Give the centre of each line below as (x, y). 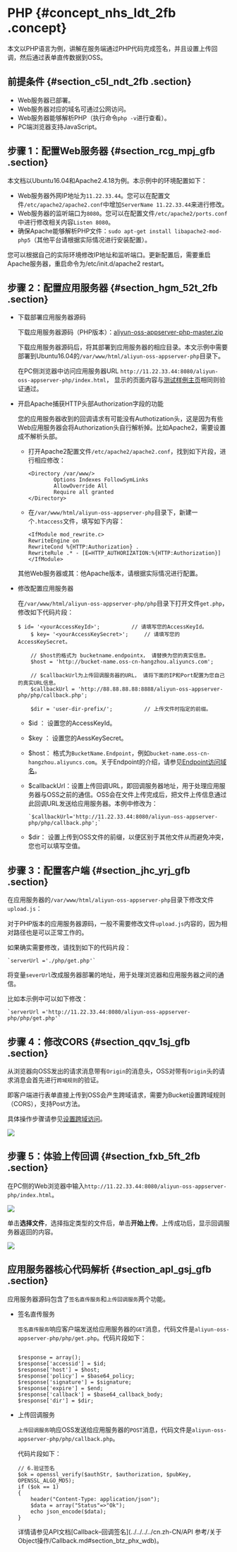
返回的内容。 (38, 1232)
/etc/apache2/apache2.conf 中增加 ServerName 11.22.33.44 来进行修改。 (126, 204)
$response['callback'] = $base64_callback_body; (90, 1394)
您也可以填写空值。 (56, 846)
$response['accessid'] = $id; (62, 1363)
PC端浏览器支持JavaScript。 (59, 127)
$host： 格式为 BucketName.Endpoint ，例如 (89, 753)
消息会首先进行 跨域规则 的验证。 (58, 1080)
